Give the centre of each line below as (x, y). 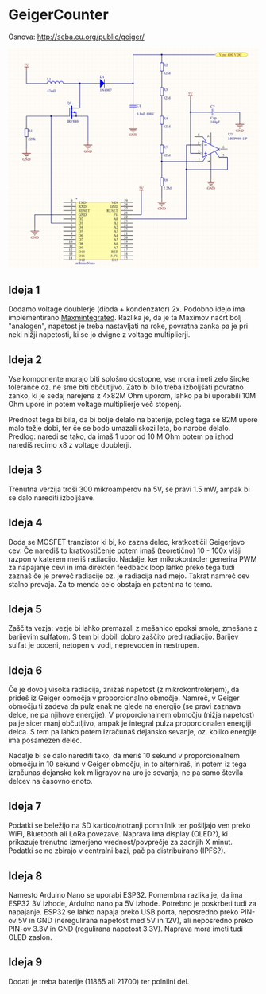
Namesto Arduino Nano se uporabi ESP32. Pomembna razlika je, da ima (125, 894)
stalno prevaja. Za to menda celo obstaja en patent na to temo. (110, 584)
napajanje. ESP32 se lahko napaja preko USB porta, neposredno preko (123, 912)
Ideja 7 (25, 806)
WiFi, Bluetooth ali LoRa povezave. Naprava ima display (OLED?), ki (118, 834)
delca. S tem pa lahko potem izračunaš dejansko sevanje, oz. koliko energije (133, 732)
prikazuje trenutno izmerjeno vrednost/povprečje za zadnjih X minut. (120, 843)
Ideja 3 (25, 470)
